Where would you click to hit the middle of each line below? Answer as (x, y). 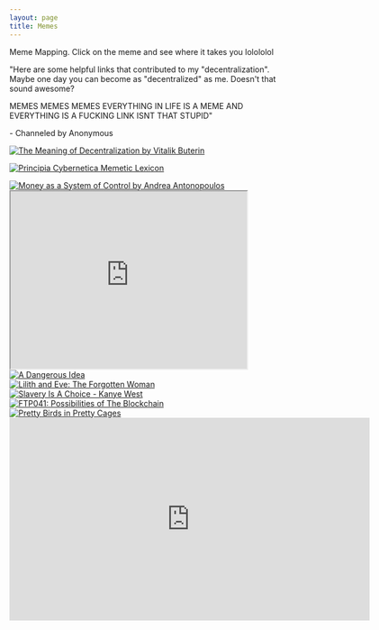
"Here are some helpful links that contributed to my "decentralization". (140, 69)
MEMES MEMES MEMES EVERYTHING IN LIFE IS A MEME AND (126, 105)
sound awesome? (42, 88)
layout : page (34, 18)
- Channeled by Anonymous (62, 132)
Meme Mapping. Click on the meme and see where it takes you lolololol (142, 51)
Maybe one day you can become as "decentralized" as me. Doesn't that (143, 78)
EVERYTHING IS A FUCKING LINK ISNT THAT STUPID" (111, 115)
